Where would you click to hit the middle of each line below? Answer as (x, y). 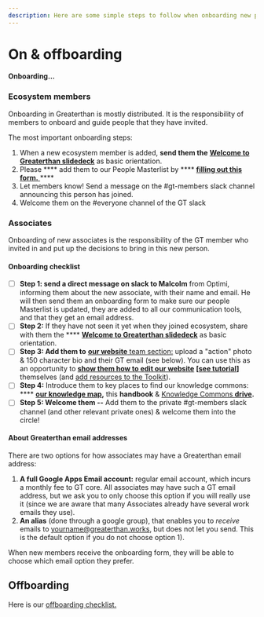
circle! (29, 420)
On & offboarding (65, 54)
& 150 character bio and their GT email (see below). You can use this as (135, 360)
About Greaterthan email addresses (68, 438)
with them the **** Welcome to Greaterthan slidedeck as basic (123, 335)
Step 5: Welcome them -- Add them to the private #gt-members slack (133, 403)
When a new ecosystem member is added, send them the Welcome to (134, 152)
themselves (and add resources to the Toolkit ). (95, 377)
